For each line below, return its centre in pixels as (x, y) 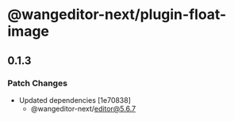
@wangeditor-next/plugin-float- (117, 15)
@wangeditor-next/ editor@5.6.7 (83, 108)
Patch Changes (38, 83)
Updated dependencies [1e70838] (75, 100)
